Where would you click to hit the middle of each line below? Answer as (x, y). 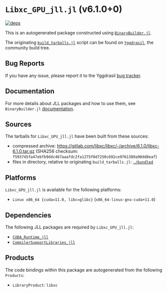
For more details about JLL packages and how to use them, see (71, 103)
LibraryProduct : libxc (35, 285)
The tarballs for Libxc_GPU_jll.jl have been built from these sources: (77, 136)
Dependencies (28, 215)
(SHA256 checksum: (57, 151)
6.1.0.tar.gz (23, 151)
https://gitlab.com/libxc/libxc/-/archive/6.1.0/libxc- (108, 146)
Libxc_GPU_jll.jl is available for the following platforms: (63, 190)
